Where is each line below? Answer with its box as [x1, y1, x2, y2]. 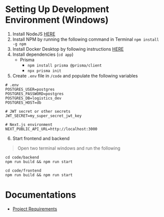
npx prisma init [27, 68, 62, 74]
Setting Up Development [5, 4, 109, 15]
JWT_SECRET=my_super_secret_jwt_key [5, 113, 82, 118]
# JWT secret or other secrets [5, 109, 71, 114]
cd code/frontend [5, 168, 42, 173]
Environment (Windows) [5, 14, 109, 26]
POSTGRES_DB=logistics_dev [5, 96, 62, 101]
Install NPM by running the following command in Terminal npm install [12, 36, 159, 42]
